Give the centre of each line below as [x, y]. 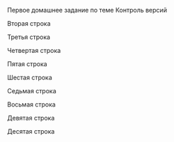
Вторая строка [29, 23]
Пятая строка [27, 64]
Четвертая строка [34, 50]
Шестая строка [30, 77]
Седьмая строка [32, 91]
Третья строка [29, 37]
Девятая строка [31, 118]
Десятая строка [31, 131]
